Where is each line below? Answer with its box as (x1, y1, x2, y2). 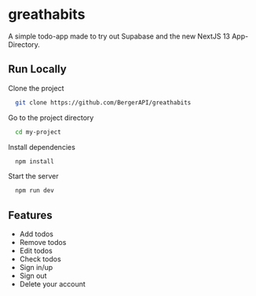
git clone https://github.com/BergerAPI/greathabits (15, 98, 192, 107)
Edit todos (19, 246, 53, 256)
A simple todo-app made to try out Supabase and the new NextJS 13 (8, 31, 230, 41)
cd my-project (15, 128, 61, 136)
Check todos (19, 254, 61, 264)
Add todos (19, 229, 53, 239)
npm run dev (15, 187, 55, 195)
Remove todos (19, 238, 67, 247)
